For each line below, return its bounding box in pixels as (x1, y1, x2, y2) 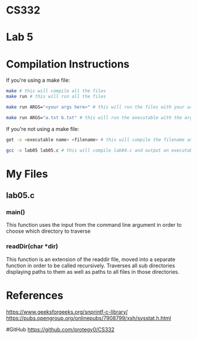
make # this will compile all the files (6, 88, 107, 94)
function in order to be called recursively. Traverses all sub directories (6, 262, 175, 269)
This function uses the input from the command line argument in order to (6, 221, 182, 229)
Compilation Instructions (6, 57, 130, 71)
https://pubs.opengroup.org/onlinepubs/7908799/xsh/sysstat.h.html (6, 314, 171, 321)
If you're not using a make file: (6, 125, 80, 132)
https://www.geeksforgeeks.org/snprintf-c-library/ (6, 308, 128, 315)
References (6, 288, 63, 302)
